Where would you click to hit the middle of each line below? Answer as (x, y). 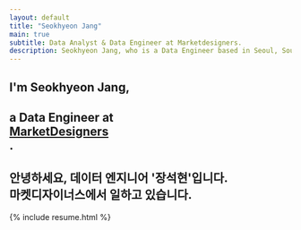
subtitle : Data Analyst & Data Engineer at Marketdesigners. (126, 43)
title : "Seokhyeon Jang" (56, 26)
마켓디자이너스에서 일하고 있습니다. (101, 195)
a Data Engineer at (61, 117)
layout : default (39, 17)
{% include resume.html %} (60, 217)
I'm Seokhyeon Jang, (69, 87)
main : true (30, 34)
